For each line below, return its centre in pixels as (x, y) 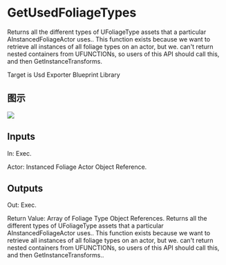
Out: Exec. (22, 205)
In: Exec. (19, 153)
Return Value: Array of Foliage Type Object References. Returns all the (107, 219)
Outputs (25, 188)
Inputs (21, 137)
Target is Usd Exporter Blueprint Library (64, 75)
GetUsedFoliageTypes (72, 13)
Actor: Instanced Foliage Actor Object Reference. (77, 167)
